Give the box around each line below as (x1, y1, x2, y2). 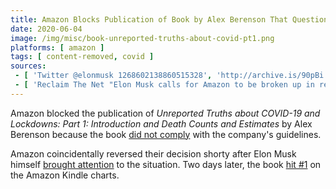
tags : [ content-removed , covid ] (10, 52, 155, 62)
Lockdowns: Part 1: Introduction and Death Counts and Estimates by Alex (10, 117, 313, 130)
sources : (10, 61, 47, 71)
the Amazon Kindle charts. (10, 169, 120, 181)
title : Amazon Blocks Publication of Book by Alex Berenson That (10, 14, 288, 25)
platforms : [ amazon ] (10, 42, 105, 53)
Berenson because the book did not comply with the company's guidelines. (10, 128, 322, 140)
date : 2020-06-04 (10, 24, 83, 34)
